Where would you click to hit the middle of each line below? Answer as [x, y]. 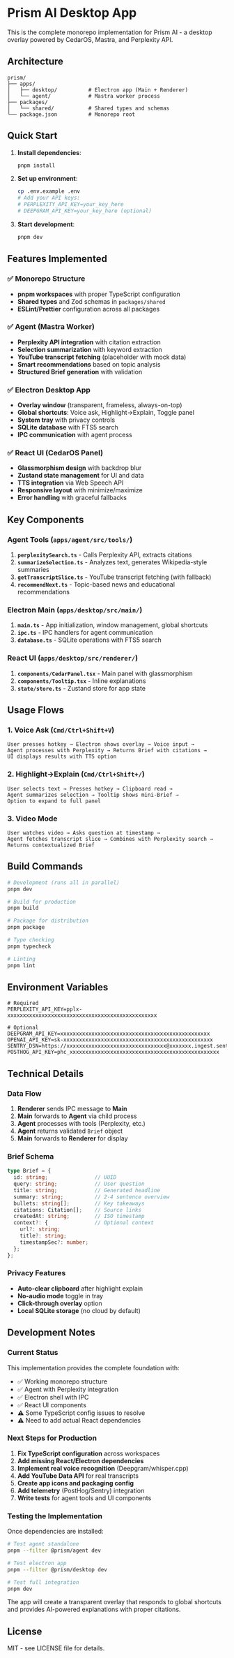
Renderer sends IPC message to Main [72, 1109]
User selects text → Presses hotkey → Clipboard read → [90, 788]
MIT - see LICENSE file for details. [56, 1648]
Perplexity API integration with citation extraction [89, 342]
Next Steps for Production [52, 1438]
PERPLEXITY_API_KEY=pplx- [45, 1010]
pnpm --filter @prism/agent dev [54, 1551]
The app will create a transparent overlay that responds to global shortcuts [114, 1602]
